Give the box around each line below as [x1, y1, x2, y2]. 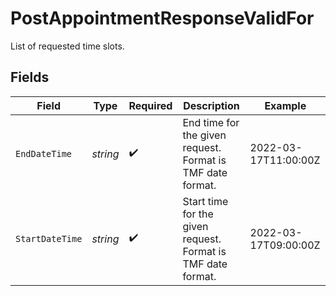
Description [183, 98, 240, 112]
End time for [182, 115, 240, 129]
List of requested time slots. [10, 40, 125, 52]
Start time [182, 194, 229, 208]
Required [128, 98, 173, 112]
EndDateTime [15, 148, 73, 159]
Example [264, 98, 307, 112]
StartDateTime [15, 233, 83, 244]
